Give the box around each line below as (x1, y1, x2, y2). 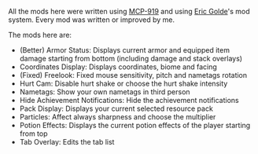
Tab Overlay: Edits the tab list (19, 137, 115, 146)
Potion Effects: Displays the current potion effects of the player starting (19, 121, 251, 130)
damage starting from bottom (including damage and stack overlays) (19, 54, 242, 63)
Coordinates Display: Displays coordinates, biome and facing (19, 62, 218, 71)
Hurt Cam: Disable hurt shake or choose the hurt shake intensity (19, 79, 228, 88)
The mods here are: (8, 31, 72, 39)
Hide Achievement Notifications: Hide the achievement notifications (19, 96, 239, 104)
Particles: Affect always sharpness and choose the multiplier (19, 112, 216, 121)
